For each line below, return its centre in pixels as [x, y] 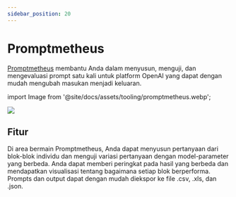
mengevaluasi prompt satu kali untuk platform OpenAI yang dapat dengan [115, 75]
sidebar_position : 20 [39, 14]
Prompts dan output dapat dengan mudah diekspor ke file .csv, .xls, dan [112, 179]
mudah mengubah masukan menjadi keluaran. [75, 83]
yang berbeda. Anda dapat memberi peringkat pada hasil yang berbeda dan [118, 164]
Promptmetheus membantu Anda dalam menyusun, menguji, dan [102, 68]
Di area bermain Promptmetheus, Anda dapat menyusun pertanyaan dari [113, 149]
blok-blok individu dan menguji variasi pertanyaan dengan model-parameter [118, 156]
